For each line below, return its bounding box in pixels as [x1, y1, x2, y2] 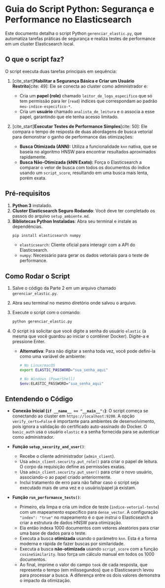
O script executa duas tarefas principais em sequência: [5, 68, 117, 74]
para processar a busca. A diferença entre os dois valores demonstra [19, 572, 161, 578]
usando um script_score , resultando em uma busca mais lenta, [19, 170, 149, 176]
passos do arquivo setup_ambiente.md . [12, 213, 90, 219]
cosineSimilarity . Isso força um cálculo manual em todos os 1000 [19, 551, 155, 557]
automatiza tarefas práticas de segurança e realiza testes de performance [5, 36, 156, 42]
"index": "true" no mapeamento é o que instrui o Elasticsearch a [19, 514, 153, 520]
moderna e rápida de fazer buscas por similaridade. [19, 541, 125, 547]
